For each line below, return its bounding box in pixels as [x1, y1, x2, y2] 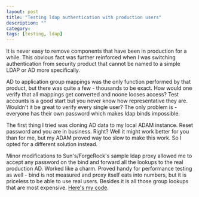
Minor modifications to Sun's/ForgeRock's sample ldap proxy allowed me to [6, 152, 192, 159]
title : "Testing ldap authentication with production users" [6, 14, 162, 20]
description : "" [6, 20, 47, 26]
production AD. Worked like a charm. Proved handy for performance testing [6, 165, 192, 172]
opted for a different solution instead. [6, 141, 98, 148]
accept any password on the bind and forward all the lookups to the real [6, 159, 183, 166]
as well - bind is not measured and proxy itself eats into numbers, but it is [6, 171, 187, 178]
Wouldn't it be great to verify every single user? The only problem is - [6, 104, 177, 111]
